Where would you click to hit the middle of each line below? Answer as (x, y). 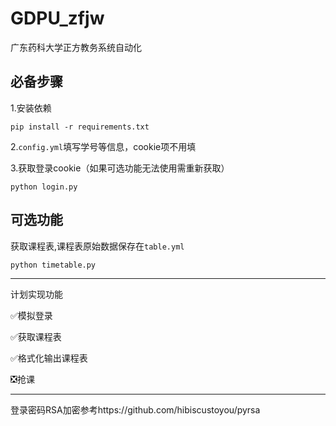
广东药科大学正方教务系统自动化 (76, 47)
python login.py (44, 187)
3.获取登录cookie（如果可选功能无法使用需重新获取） (120, 168)
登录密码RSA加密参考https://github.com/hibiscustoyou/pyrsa (135, 409)
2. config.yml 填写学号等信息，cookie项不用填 (103, 146)
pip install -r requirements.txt (80, 127)
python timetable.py (53, 265)
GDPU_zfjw (57, 18)
